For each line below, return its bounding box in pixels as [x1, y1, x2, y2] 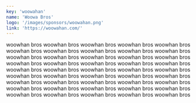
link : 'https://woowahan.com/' [6, 25, 83, 31]
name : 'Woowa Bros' [6, 14, 54, 20]
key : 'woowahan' [6, 8, 46, 15]
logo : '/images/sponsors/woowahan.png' [6, 19, 104, 25]
